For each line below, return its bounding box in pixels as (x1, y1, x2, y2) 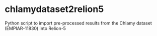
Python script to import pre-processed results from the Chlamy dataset (5, 20, 152, 26)
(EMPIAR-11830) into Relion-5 (5, 25, 66, 31)
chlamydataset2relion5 (5, 3, 104, 15)
